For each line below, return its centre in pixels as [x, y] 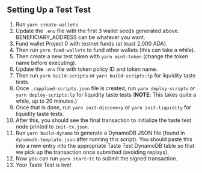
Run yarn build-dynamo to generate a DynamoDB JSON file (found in [100, 133]
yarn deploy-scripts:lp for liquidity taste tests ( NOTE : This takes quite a [106, 94]
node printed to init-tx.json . [52, 126]
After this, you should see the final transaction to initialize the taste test [103, 120]
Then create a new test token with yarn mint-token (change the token [102, 56]
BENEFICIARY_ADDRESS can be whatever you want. [80, 37]
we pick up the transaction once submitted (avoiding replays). [92, 152]
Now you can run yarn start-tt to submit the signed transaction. [96, 158]
